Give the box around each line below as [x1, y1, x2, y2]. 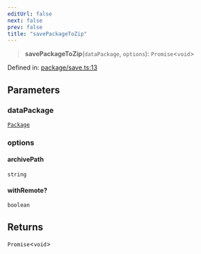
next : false [7, 17, 43, 24]
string [7, 171, 27, 178]
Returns [7, 221, 44, 233]
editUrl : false [7, 10, 53, 18]
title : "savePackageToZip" [7, 30, 87, 38]
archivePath [7, 155, 44, 164]
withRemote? [7, 186, 48, 194]
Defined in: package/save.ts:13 [7, 63, 98, 72]
